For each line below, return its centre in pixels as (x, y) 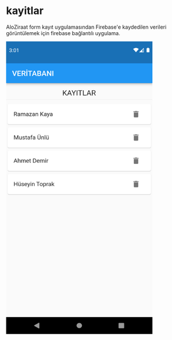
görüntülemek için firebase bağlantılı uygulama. (63, 33)
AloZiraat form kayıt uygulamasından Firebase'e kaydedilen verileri (86, 27)
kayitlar (25, 11)
